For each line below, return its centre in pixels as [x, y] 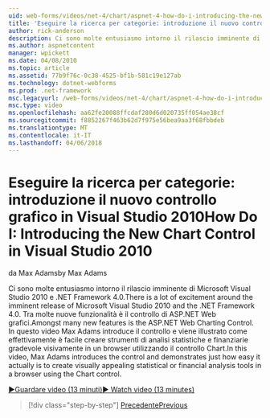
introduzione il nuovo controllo [112, 200]
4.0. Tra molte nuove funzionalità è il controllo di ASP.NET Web [112, 314]
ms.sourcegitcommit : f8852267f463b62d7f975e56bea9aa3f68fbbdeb [117, 121]
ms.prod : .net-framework [50, 90]
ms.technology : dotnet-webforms [62, 83]
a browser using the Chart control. [65, 374]
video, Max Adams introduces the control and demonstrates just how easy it [135, 357]
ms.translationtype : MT [48, 128]
